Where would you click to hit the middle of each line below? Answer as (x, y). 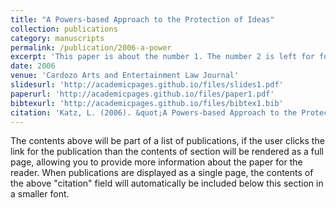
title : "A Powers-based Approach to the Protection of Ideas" (142, 19)
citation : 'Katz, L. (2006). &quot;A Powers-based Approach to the (154, 112)
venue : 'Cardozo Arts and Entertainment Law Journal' (125, 76)
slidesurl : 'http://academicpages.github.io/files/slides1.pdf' (147, 85)
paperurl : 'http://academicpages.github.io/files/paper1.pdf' (142, 94)
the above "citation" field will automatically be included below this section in (167, 183)
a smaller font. (40, 194)
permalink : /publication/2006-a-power (91, 47)
